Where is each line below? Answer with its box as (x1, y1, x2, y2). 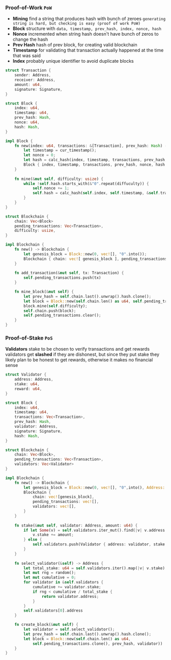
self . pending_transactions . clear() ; (23, 313, 101, 318)
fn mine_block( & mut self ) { (14, 289, 74, 295)
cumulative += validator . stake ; (32, 585, 101, 590)
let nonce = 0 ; (23, 152, 56, 158)
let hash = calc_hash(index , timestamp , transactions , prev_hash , (23, 157, 167, 163)
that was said (12, 52, 41, 59)
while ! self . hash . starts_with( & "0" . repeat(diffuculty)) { (23, 181, 149, 186)
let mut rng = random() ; (23, 570, 76, 575)
